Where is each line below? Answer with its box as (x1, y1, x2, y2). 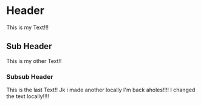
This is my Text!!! (6, 24, 49, 31)
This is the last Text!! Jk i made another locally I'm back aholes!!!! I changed (6, 86, 196, 94)
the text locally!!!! (6, 93, 50, 100)
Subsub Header (6, 72, 53, 81)
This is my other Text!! (6, 57, 62, 64)
